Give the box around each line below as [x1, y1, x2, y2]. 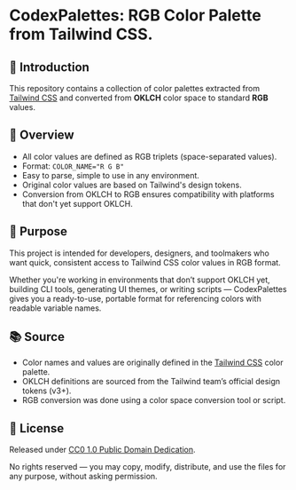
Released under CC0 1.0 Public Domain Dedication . [9, 445, 197, 455]
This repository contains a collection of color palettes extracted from [9, 83, 260, 93]
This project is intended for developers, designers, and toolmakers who [9, 248, 270, 258]
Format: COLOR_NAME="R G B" [21, 161, 124, 171]
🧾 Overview [9, 128, 74, 143]
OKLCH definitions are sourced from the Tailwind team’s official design [21, 376, 281, 387]
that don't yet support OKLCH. [21, 198, 133, 209]
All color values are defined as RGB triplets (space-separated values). [21, 151, 277, 162]
